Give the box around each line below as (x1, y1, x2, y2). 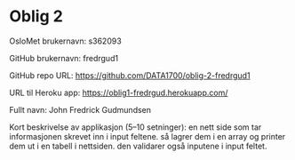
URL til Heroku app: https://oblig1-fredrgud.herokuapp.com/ (9, 87, 228, 98)
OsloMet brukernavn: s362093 (9, 36, 122, 46)
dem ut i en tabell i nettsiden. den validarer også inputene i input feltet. (9, 140, 267, 151)
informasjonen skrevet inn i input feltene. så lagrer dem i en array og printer (9, 131, 286, 141)
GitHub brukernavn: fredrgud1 (9, 52, 118, 63)
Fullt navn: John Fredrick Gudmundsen (9, 104, 152, 115)
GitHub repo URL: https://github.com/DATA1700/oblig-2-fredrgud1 (9, 69, 251, 81)
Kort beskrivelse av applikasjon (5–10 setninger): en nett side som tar (9, 122, 262, 132)
